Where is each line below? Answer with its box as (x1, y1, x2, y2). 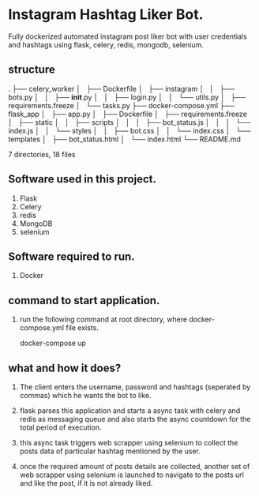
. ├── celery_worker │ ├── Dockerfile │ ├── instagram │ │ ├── (8, 84, 235, 93)
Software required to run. (8, 250, 136, 263)
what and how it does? (8, 361, 122, 374)
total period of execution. (19, 423, 102, 432)
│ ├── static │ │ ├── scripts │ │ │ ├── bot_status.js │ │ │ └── (8, 117, 251, 127)
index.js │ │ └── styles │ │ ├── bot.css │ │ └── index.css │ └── (8, 126, 251, 135)
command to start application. (8, 294, 160, 307)
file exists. (66, 323, 99, 333)
